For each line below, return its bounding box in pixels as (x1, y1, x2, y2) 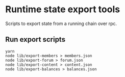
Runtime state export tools (5, 4, 120, 15)
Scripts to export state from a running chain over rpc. (5, 20, 117, 27)
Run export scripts (5, 35, 65, 44)
